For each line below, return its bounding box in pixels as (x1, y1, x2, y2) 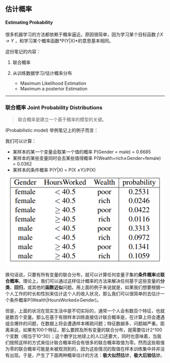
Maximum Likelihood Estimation (20, 80, 87, 86)
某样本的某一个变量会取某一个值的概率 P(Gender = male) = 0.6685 (12, 149, 151, 155)
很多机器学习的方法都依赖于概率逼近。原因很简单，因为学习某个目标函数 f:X (5, 31, 163, 37)
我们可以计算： (5, 138, 36, 144)
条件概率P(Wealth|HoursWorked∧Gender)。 (9, 296, 101, 303)
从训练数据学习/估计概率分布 (12, 70, 72, 76)
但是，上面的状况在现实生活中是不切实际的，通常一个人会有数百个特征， (5, 308, 156, 314)
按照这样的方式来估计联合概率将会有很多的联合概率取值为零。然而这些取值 (9, 339, 165, 345)
